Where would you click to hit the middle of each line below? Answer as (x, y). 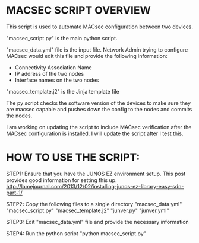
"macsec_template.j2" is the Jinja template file (63, 91)
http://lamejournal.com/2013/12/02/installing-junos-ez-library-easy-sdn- (95, 186)
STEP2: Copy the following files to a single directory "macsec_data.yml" (94, 204)
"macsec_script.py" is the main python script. (62, 38)
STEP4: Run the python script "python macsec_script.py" (76, 233)
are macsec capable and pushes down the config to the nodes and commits (99, 109)
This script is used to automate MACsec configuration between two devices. (100, 27)
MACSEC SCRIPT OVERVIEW (79, 10)
